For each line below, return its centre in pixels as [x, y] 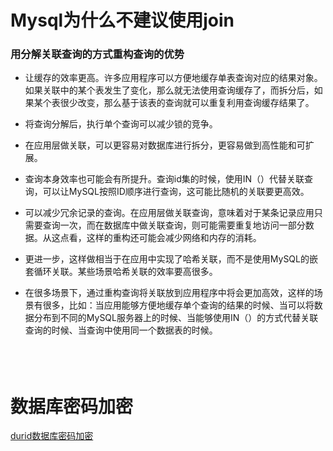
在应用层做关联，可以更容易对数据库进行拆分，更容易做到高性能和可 [165, 145]
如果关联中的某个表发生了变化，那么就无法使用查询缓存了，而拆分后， [169, 90]
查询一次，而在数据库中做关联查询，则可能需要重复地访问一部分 [174, 225]
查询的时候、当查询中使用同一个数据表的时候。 [121, 330]
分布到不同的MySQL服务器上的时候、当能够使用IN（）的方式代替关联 [176, 318]
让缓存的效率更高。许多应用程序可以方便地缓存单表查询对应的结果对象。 [173, 78]
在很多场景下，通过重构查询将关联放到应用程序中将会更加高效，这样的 [169, 293]
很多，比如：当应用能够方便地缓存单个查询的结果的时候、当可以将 [178, 305]
